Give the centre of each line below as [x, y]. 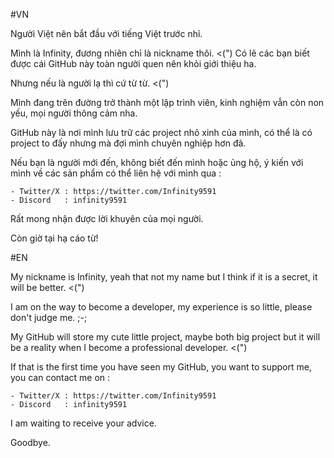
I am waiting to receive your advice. [83, 423]
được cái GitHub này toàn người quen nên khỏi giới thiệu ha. [133, 63]
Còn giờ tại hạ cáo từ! [54, 238]
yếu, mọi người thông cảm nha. [74, 113]
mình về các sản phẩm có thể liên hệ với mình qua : [116, 173]
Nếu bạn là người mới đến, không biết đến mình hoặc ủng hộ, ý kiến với [157, 162]
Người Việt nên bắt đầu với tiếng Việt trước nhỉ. [106, 33]
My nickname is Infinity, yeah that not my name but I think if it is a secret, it [164, 277]
